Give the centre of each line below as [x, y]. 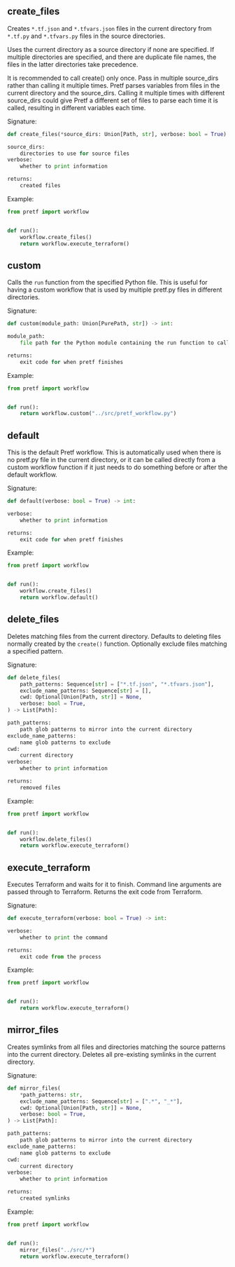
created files [40, 186]
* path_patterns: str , [51, 1095]
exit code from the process [60, 956]
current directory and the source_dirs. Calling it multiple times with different [116, 93]
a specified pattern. [36, 651]
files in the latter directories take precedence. [73, 64]
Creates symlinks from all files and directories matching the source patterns [116, 1047]
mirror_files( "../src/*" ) [58, 1250]
